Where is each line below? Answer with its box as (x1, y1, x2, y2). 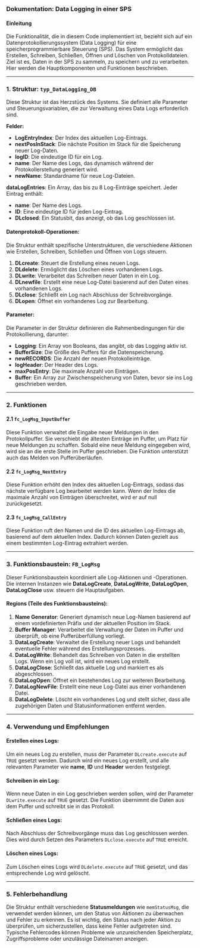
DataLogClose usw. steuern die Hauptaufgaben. (6, 586, 125, 594)
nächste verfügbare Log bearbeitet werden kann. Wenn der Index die (6, 487, 176, 495)
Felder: (6, 123, 24, 130)
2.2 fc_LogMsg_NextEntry (6, 468, 67, 475)
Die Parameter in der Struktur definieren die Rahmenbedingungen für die (6, 324, 185, 331)
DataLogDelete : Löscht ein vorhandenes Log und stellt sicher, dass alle (14, 696, 190, 703)
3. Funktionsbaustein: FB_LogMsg (6, 560, 100, 569)
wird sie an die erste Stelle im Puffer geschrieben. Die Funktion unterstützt (6, 447, 189, 455)
